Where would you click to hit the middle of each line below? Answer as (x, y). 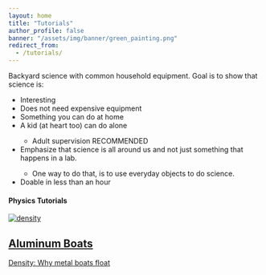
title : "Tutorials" (41, 23)
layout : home (30, 16)
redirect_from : (34, 46)
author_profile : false (46, 30)
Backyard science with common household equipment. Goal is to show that (133, 76)
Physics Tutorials (38, 200)
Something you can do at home (72, 117)
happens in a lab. (49, 158)
